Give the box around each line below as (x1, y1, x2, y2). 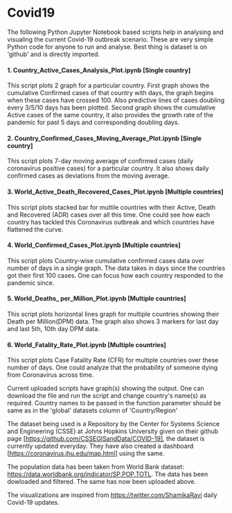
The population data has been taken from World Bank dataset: (7, 463, 185, 471)
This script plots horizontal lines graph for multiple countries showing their (7, 310, 220, 318)
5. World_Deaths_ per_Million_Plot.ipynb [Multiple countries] (7, 294, 186, 303)
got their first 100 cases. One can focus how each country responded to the (7, 271, 224, 279)
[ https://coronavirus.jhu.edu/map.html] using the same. (7, 449, 165, 457)
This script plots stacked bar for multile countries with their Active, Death (7, 203, 216, 211)
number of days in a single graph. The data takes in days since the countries (7, 264, 226, 272)
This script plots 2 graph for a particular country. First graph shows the (7, 81, 210, 90)
